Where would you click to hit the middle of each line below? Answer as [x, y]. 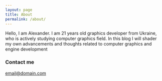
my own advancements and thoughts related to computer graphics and [78, 44]
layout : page [19, 10]
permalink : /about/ [26, 19]
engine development [26, 49]
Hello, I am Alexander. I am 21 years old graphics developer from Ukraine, [81, 33]
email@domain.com [26, 73]
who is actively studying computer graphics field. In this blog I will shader [81, 38]
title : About [19, 14]
